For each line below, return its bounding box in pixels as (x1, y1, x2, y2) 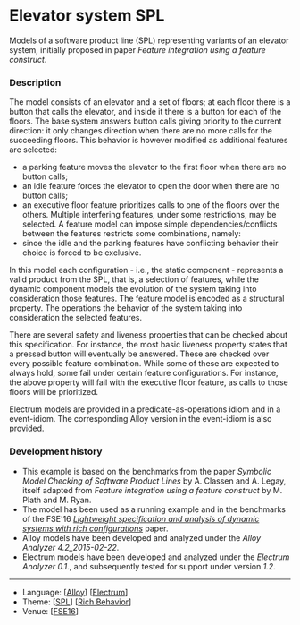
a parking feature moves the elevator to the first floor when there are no (21, 162, 287, 173)
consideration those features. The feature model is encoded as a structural (9, 293, 285, 304)
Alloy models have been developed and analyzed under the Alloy (21, 532, 262, 543)
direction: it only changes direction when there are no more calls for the (9, 125, 272, 136)
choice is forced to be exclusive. (21, 247, 142, 258)
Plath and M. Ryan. (21, 494, 92, 505)
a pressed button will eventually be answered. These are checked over (9, 348, 270, 359)
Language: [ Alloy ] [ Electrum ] (21, 586, 129, 597)
